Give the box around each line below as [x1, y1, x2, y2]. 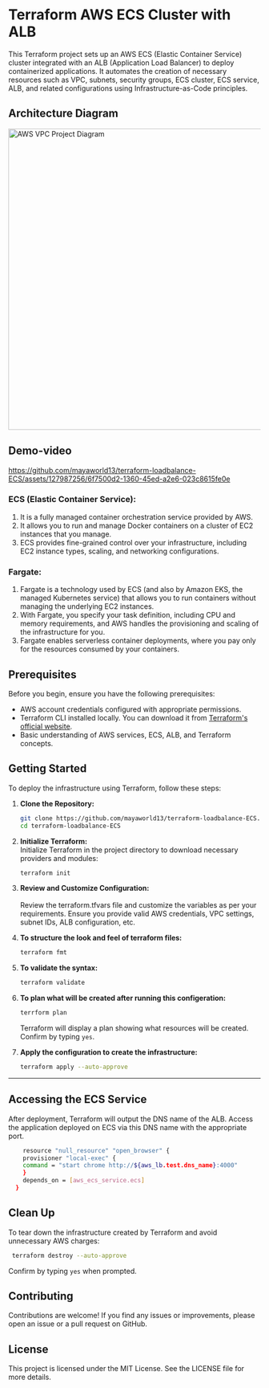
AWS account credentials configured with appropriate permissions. [19, 704, 242, 714]
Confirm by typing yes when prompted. [8, 1266, 138, 1276]
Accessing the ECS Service [8, 1092, 147, 1106]
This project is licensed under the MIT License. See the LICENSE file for [8, 1364, 245, 1374]
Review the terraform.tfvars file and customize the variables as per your [19, 900, 257, 910]
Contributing [8, 1289, 74, 1303]
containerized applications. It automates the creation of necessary [8, 66, 227, 76]
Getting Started [8, 761, 87, 776]
